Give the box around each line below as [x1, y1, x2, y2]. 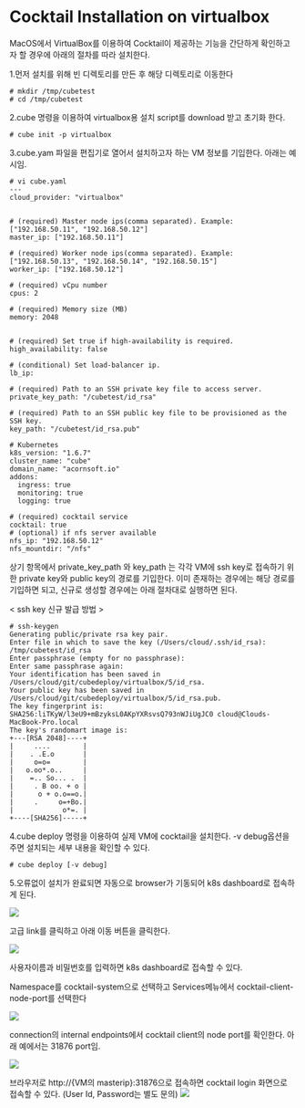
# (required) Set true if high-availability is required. [9, 336, 234, 346]
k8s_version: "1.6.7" [9, 448, 92, 457]
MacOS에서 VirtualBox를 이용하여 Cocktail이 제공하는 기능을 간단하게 [9, 37, 259, 48]
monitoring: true [17, 488, 84, 497]
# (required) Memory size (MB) [9, 304, 128, 314]
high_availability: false [9, 344, 107, 353]
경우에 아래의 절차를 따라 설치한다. [28, 48, 150, 60]
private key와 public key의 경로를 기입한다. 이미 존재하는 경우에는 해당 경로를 [18, 572, 296, 583]
